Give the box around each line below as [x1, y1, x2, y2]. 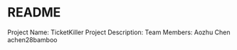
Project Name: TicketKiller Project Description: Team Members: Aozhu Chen [7, 28, 231, 36]
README [7, 4, 61, 21]
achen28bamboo [7, 35, 58, 44]
